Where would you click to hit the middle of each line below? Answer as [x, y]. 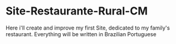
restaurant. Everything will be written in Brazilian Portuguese [81, 34]
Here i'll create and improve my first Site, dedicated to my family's [88, 28]
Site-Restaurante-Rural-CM [77, 11]
